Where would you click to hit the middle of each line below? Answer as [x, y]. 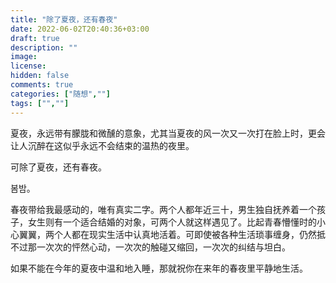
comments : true [42, 85]
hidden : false [40, 76]
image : [24, 57]
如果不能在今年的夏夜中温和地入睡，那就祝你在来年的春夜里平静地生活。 [159, 268]
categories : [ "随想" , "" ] [60, 94]
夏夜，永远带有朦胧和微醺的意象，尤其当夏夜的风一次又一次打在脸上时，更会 [168, 133]
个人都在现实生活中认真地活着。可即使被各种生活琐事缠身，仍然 [185, 234]
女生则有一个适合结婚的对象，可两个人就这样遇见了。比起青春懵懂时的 [172, 222]
